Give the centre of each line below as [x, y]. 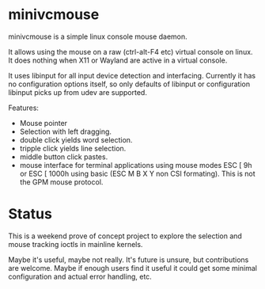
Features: [24, 108]
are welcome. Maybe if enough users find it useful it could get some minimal [132, 268]
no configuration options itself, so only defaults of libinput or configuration [129, 84]
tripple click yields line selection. [73, 148]
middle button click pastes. [64, 157]
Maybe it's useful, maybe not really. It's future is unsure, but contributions [129, 260]
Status [30, 214]
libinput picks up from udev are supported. [78, 92]
